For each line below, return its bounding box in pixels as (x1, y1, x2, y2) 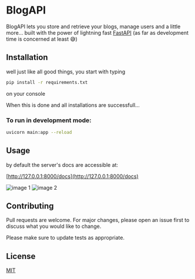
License (6, 251, 36, 261)
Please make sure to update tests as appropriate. (6, 234, 125, 241)
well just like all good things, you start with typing (6, 68, 126, 75)
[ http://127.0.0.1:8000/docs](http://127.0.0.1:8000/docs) (6, 173, 139, 180)
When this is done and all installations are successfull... (6, 101, 140, 109)
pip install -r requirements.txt (6, 79, 88, 85)
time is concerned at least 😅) (6, 35, 78, 42)
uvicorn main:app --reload (6, 129, 72, 135)
